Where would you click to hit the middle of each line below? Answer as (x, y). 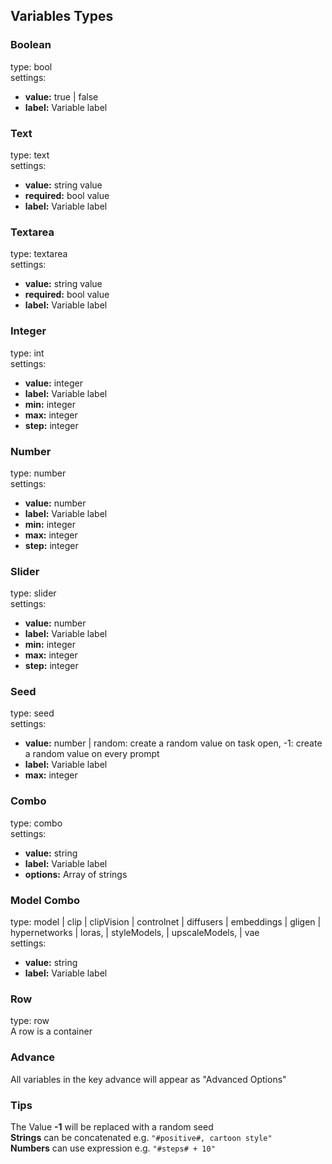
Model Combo (45, 900)
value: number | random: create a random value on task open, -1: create (173, 743)
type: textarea (39, 254)
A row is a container (51, 1031)
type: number (38, 473)
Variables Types (62, 16)
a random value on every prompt (92, 754)
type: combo (36, 823)
